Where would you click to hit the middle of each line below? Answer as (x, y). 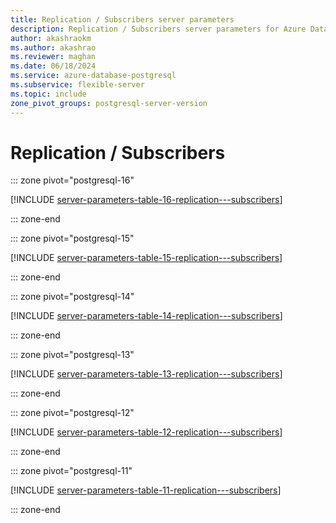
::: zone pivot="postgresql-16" (72, 180)
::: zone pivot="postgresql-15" (72, 238)
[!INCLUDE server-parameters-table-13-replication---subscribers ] (146, 374)
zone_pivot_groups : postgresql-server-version (109, 103)
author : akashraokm (51, 38)
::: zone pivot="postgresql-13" (72, 355)
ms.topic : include (48, 94)
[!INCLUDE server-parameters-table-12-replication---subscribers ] (146, 432)
